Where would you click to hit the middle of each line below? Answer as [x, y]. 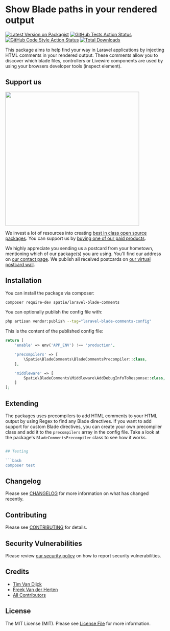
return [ [15, 341]
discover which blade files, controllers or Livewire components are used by [84, 60]
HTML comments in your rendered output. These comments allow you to [82, 55]
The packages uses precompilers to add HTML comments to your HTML [81, 416]
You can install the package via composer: [50, 293]
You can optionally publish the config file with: [54, 312]
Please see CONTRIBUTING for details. [46, 527]
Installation [23, 280]
